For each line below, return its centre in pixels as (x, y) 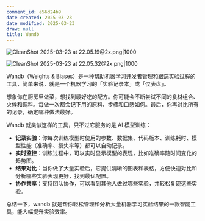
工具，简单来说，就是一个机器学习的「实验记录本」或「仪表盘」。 (88, 84)
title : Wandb (23, 35)
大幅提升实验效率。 (46, 212)
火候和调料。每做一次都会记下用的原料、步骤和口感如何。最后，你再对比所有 (103, 105)
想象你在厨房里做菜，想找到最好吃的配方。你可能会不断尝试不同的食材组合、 (103, 97)
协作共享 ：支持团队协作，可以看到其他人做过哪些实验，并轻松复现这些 (103, 184)
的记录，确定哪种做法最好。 (41, 112)
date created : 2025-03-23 (39, 18)
